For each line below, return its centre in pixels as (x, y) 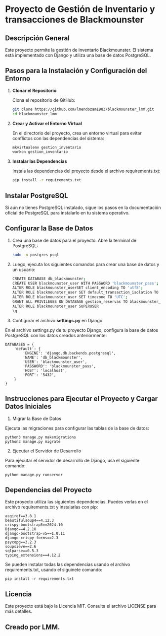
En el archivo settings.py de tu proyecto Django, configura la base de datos (82, 330)
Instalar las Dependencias (40, 161)
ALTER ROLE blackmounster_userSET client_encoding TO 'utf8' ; (78, 288)
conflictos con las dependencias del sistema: (58, 138)
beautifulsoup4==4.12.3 (30, 521)
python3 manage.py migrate (33, 441)
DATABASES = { (20, 344)
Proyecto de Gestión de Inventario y (80, 9)
